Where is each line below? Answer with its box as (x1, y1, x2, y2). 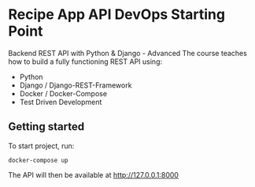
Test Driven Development (19, 97, 102, 107)
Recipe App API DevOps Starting (8, 6, 226, 24)
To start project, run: (8, 140, 75, 151)
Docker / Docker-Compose (19, 88, 108, 98)
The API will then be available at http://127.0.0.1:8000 (8, 170, 179, 179)
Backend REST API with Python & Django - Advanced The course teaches (8, 48, 248, 58)
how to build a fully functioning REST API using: (8, 57, 163, 66)
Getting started (8, 120, 85, 133)
